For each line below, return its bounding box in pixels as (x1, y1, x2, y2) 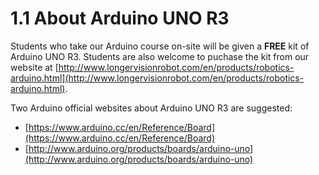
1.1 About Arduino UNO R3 (10, 7, 230, 30)
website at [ (10, 61, 59, 73)
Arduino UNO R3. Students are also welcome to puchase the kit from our (10, 50, 310, 62)
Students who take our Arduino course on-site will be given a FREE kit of (10, 40, 310, 52)
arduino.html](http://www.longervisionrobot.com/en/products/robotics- (10, 72, 305, 84)
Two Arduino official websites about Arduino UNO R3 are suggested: (10, 102, 293, 114)
